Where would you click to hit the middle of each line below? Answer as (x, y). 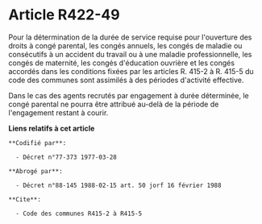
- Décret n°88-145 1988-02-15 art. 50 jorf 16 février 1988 (119, 185)
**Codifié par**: (37, 143)
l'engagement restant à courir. (58, 112)
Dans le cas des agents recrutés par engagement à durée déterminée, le (129, 95)
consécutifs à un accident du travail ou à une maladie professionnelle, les (130, 54)
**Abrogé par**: (35, 171)
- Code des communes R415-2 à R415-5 (79, 214)
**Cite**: (25, 199)
